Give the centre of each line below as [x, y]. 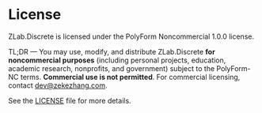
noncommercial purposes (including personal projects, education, [117, 60]
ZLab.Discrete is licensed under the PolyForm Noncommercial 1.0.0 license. [131, 36]
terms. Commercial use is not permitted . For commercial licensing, [130, 77]
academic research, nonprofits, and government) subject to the [112, 68]
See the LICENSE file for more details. [70, 100]
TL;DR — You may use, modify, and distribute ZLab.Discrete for [112, 51]
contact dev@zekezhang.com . [58, 85]
